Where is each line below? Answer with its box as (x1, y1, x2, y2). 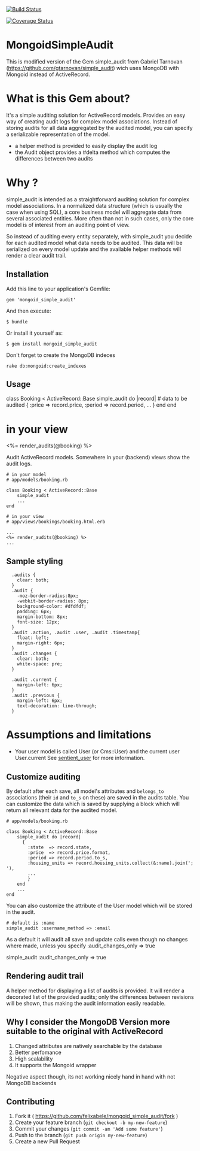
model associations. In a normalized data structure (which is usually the (6, 202, 183, 209)
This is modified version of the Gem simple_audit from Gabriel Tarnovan (6, 57, 183, 65)
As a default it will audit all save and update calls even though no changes (6, 935, 188, 943)
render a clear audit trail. (6, 252, 67, 259)
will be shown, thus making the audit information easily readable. (6, 999, 166, 1007)
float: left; (17, 635, 50, 641)
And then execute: (6, 307, 51, 314)
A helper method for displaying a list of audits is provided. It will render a (6, 987, 185, 994)
